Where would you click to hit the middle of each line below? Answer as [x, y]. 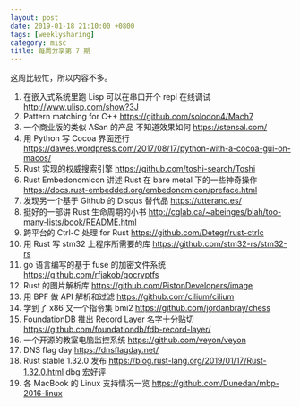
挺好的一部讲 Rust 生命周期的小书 [85, 212]
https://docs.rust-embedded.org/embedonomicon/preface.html [140, 190]
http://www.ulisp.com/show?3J [81, 107]
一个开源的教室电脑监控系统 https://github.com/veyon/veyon [135, 340]
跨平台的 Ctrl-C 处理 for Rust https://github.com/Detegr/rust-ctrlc [143, 233]
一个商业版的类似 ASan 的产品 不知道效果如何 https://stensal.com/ [145, 128]
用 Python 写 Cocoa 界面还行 [77, 138]
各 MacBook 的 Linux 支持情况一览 [86, 384]
